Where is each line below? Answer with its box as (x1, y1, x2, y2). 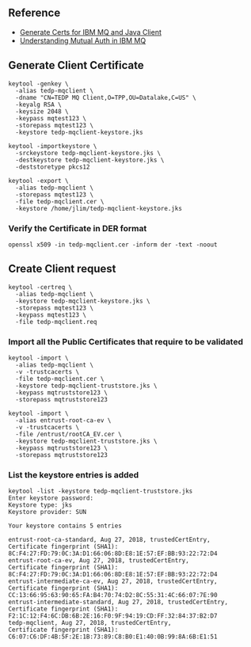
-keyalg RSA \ (15, 101, 62, 108)
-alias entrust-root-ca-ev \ (15, 417, 112, 424)
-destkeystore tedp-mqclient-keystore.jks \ (15, 156, 165, 164)
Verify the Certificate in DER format (8, 223, 147, 234)
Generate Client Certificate (8, 59, 144, 72)
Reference (8, 6, 61, 20)
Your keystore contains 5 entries (8, 522, 123, 530)
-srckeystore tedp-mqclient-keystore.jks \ (15, 149, 161, 157)
